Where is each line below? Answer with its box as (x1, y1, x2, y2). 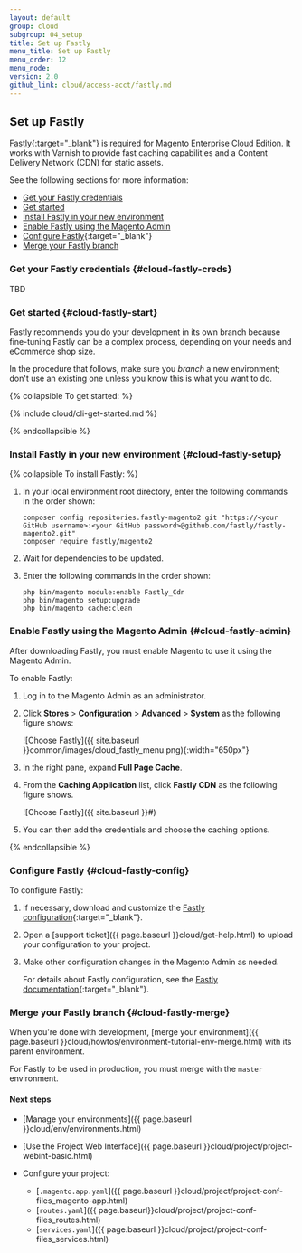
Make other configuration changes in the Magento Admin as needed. (22, 956, 279, 967)
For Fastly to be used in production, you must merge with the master (9, 1064, 263, 1075)
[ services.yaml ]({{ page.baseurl (35, 1224, 156, 1235)
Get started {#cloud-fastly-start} (9, 306, 158, 318)
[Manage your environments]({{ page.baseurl (22, 1114, 193, 1125)
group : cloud (9, 22, 59, 31)
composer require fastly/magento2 (22, 537, 153, 546)
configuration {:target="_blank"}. (22, 911, 143, 923)
